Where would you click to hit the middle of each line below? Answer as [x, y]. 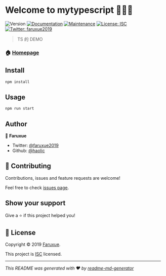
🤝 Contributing [28, 166]
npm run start [20, 109]
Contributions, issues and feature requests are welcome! [63, 178]
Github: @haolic [29, 151]
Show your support [35, 203]
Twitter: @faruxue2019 [35, 146]
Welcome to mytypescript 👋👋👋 [69, 10]
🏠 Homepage [22, 52]
